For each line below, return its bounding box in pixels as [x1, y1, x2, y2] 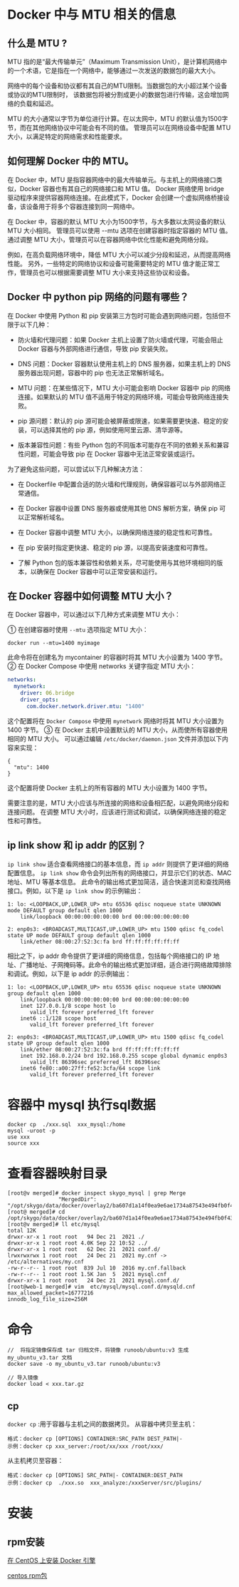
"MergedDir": [58, 1195, 97, 1203]
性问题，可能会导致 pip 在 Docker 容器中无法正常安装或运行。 [17, 449, 199, 458]
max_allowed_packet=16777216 [7, 1289, 94, 1297]
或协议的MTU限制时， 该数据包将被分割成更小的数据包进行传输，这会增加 [7, 91, 223, 98]
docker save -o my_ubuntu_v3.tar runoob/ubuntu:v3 [7, 1360, 161, 1368]
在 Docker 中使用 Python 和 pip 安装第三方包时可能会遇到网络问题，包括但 [7, 311, 225, 320]
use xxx [7, 1133, 31, 1141]
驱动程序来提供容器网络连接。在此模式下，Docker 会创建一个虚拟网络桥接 [7, 193, 224, 202]
